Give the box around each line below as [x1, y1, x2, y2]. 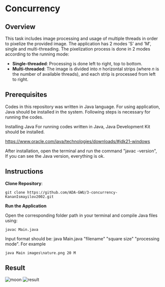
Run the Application [5, 202, 47, 209]
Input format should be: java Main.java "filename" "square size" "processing [5, 235, 160, 241]
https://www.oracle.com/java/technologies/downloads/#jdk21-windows [5, 138, 150, 144]
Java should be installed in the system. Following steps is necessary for [5, 109, 151, 115]
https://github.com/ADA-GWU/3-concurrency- [27, 190, 118, 195]
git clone [5, 190, 26, 195]
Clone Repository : [5, 180, 43, 186]
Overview [5, 23, 36, 31]
